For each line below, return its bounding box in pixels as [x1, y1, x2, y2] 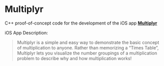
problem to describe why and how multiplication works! [17, 55, 132, 61]
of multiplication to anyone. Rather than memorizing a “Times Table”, [17, 44, 159, 50]
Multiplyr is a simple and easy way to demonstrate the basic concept [17, 39, 159, 45]
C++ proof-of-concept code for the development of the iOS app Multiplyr [5, 20, 157, 26]
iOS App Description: [5, 29, 48, 35]
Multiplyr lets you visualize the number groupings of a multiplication [17, 50, 157, 56]
